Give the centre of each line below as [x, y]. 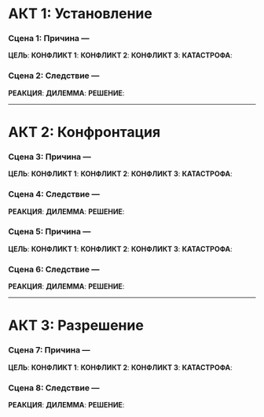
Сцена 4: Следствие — [54, 194]
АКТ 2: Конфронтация [84, 132]
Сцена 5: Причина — [49, 231]
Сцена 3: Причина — [50, 157]
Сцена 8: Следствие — [54, 388]
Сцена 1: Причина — [49, 39]
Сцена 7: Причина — [49, 350]
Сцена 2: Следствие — [54, 76]
